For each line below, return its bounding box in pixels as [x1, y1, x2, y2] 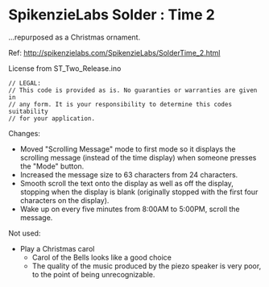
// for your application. [8, 114, 95, 123]
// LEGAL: [8, 79, 42, 87]
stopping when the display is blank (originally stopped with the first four [19, 187, 259, 197]
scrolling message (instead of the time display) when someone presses [19, 152, 257, 162]
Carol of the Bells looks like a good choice [31, 252, 172, 262]
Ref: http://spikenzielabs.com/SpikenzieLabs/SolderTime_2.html [8, 48, 221, 57]
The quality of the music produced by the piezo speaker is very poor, [31, 260, 262, 271]
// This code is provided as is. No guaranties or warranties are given [8, 86, 258, 94]
